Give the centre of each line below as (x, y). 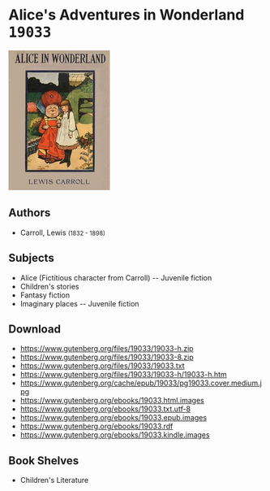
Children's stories (49, 286)
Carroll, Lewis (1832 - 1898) (62, 232)
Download (34, 329)
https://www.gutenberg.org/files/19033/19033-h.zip (107, 349)
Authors (30, 213)
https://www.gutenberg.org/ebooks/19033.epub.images (114, 418)
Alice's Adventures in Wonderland (126, 15)
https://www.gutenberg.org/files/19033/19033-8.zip (107, 357)
